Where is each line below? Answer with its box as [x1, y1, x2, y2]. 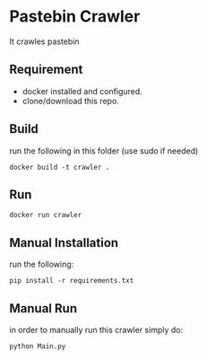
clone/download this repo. [22, 95, 119, 106]
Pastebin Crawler [9, 6, 141, 27]
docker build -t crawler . [9, 162, 110, 171]
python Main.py [9, 342, 66, 351]
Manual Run [9, 301, 78, 316]
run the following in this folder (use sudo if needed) [9, 145, 199, 156]
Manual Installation [9, 235, 119, 250]
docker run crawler [9, 211, 82, 220]
